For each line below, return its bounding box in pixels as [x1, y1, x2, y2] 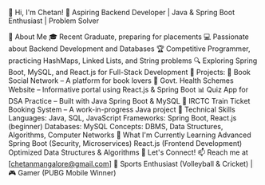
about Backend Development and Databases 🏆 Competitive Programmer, [8, 44, 251, 53]
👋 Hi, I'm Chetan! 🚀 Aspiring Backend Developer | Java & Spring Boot [8, 8, 235, 17]
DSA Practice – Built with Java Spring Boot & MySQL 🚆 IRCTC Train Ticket [8, 96, 251, 105]
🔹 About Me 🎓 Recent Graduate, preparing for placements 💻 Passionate [8, 32, 250, 41]
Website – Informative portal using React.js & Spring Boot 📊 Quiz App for [8, 85, 249, 94]
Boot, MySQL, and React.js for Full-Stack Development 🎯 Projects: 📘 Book [8, 68, 251, 77]
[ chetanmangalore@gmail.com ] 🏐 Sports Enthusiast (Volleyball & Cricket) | [8, 159, 253, 168]
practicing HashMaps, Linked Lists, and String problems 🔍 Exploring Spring [8, 56, 258, 65]
